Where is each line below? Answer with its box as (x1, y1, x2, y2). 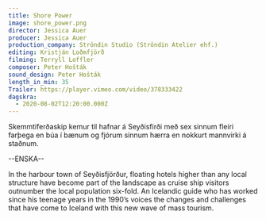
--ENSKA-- (8, 154, 45, 163)
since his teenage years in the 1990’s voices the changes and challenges (8, 195, 246, 205)
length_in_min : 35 (8, 78, 69, 86)
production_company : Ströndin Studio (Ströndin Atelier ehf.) (8, 41, 218, 49)
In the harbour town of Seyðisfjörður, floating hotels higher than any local (8, 170, 248, 179)
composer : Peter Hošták (8, 63, 87, 71)
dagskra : (8, 93, 37, 101)
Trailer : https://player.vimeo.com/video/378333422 (8, 85, 183, 94)
